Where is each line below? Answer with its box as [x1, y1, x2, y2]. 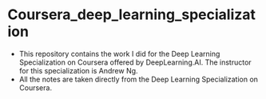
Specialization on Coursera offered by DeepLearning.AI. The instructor [18, 57, 252, 67]
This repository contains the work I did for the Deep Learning [18, 49, 220, 58]
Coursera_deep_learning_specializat [7, 6, 256, 24]
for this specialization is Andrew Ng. [18, 65, 138, 75]
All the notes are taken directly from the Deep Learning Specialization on [18, 74, 259, 84]
